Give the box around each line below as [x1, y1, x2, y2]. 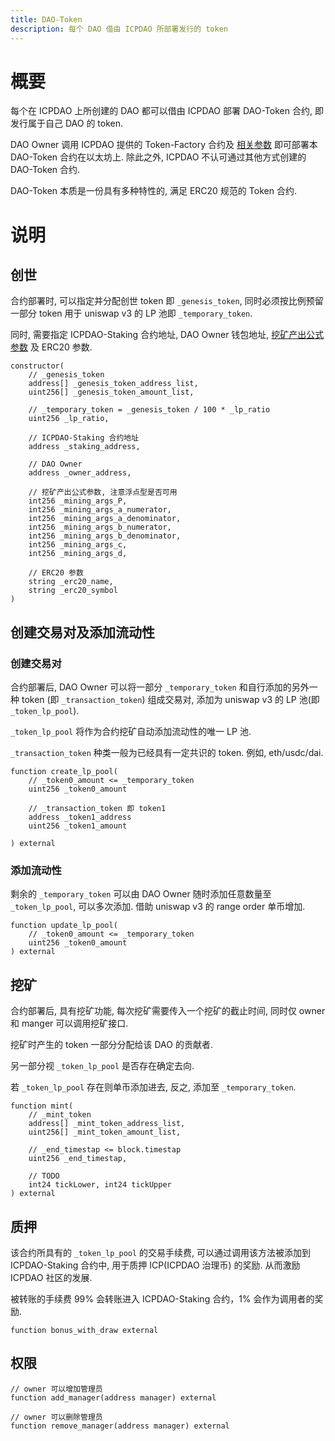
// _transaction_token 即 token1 [28, 804, 167, 814]
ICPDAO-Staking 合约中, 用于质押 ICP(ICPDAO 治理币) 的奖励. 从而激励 [10, 1259, 301, 1271]
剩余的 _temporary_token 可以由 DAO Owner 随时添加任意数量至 [10, 888, 272, 900]
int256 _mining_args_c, [28, 540, 128, 550]
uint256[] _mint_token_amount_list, [28, 1127, 182, 1138]
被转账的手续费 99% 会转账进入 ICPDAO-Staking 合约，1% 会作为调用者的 [10, 1293, 315, 1305]
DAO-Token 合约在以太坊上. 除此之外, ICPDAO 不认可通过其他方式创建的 [10, 151, 307, 163]
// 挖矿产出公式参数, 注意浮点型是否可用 [28, 487, 178, 498]
